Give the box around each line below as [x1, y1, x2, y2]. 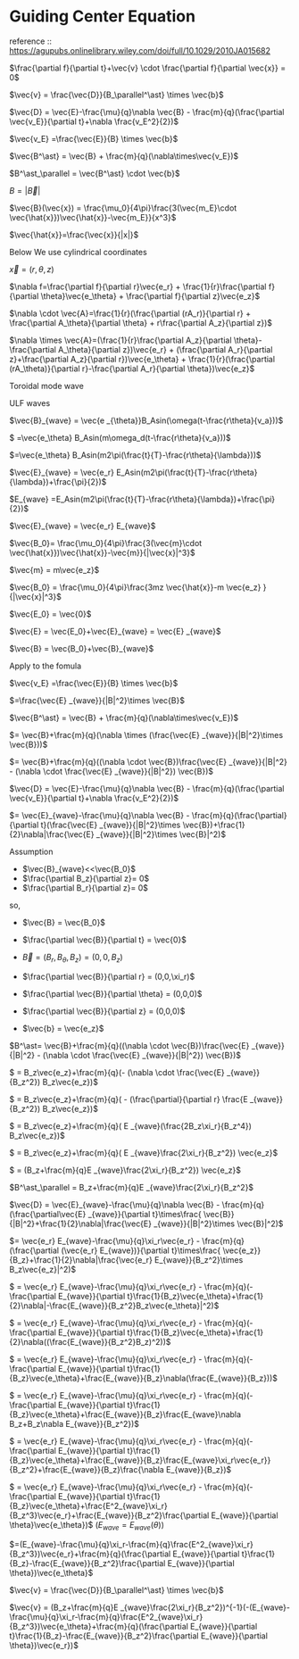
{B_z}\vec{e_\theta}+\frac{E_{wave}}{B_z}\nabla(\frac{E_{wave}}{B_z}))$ [9, 1373, 278, 1383]
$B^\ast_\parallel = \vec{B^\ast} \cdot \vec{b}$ [9, 168, 180, 178]
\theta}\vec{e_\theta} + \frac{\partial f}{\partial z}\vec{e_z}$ [40, 290, 261, 301]
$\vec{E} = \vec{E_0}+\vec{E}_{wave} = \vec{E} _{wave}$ [9, 626, 221, 636]
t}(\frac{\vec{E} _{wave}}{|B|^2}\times [40, 819, 181, 830]
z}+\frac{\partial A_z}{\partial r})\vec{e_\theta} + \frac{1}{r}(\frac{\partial [9, 353, 275, 364]
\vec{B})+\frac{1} [182, 819, 245, 830]
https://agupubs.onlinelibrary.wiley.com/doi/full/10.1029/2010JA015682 [9, 45, 270, 55]
